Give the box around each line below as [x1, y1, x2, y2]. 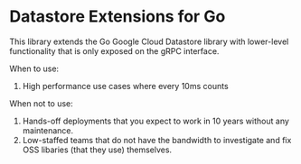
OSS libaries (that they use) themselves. [22, 144, 173, 155]
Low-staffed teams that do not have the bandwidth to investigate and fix [22, 134, 292, 145]
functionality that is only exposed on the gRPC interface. [9, 45, 220, 56]
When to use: [9, 63, 60, 74]
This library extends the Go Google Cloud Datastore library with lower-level [9, 36, 289, 47]
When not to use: [9, 97, 74, 109]
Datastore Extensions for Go [9, 6, 226, 27]
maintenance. [22, 124, 74, 136]
